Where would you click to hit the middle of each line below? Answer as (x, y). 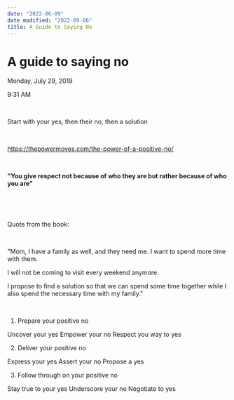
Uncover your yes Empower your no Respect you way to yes (95, 335)
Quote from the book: (38, 225)
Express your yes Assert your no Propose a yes (76, 361)
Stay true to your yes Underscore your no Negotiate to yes (92, 389)
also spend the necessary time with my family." (75, 294)
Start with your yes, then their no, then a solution (78, 122)
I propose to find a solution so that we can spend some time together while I (117, 286)
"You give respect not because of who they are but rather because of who (117, 176)
